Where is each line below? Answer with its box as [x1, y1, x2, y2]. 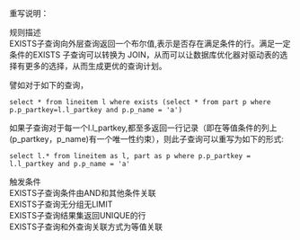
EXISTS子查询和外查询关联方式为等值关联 [9, 221, 163, 232]
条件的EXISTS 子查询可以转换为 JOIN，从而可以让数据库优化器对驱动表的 [9, 49, 280, 60]
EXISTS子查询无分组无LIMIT [9, 199, 113, 209]
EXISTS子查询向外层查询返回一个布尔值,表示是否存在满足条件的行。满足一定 [9, 39, 291, 49]
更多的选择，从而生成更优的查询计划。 [24, 61, 167, 71]
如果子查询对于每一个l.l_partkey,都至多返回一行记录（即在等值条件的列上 [9, 122, 278, 133]
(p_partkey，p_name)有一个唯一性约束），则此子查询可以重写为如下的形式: [9, 134, 285, 144]
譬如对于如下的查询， [9, 80, 88, 90]
